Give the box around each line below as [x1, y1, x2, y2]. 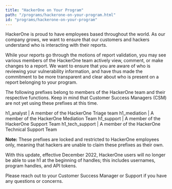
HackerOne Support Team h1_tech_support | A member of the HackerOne [5, 121, 161, 127]
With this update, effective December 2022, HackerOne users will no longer [5, 152, 166, 158]
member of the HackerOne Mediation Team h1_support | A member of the [5, 116, 161, 122]
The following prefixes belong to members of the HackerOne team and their [5, 89, 166, 96]
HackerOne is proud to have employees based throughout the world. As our [5, 31, 165, 37]
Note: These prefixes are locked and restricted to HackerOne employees [5, 137, 159, 143]
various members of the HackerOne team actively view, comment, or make [5, 58, 163, 64]
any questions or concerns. [5, 178, 63, 184]
